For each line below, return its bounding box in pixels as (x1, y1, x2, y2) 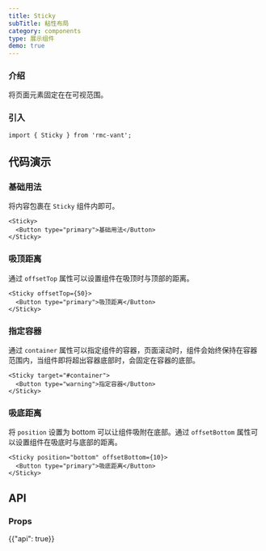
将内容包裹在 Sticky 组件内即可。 (8, 201, 120, 211)
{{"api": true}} (8, 533, 55, 543)
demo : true (8, 42, 45, 50)
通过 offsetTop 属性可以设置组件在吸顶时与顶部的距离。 (8, 273, 194, 283)
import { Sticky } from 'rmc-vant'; (8, 131, 132, 139)
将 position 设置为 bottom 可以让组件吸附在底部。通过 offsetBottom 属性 (8, 427, 251, 437)
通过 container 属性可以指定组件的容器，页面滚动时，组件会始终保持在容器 (8, 345, 258, 354)
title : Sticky (8, 11, 57, 20)
